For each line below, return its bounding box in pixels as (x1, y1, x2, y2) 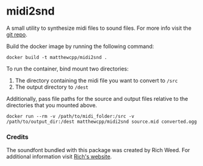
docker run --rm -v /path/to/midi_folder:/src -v (6, 113, 135, 119)
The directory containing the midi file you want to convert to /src (15, 77, 178, 84)
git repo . (6, 30, 27, 38)
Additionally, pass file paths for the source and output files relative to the (6, 95, 188, 102)
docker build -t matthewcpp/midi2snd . (6, 54, 108, 60)
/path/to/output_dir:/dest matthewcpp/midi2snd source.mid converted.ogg (6, 119, 198, 125)
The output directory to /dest (15, 83, 89, 91)
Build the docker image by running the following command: (6, 43, 154, 50)
